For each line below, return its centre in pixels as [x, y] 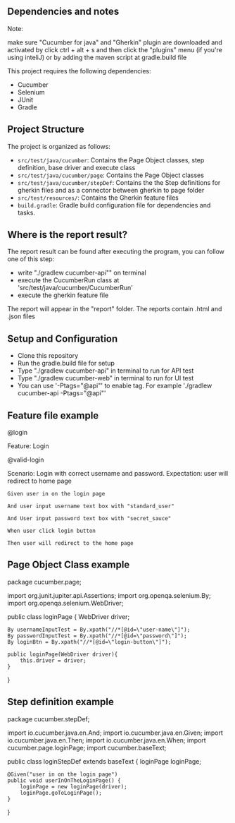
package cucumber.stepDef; [49, 719]
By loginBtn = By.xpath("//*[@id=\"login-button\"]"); [89, 642]
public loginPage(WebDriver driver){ [63, 654]
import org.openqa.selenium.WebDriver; [65, 603]
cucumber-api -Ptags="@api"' [62, 393]
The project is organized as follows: [59, 146]
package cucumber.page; [45, 582]
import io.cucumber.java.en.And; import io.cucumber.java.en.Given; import [115, 733]
